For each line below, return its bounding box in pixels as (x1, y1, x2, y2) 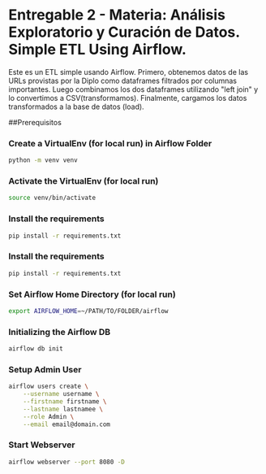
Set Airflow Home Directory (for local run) (8, 289, 176, 300)
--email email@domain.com (23, 420, 111, 428)
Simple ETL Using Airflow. (8, 41, 187, 59)
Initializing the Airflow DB (8, 326, 111, 337)
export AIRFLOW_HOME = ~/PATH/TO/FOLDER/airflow (8, 307, 169, 315)
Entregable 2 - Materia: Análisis (8, 6, 225, 24)
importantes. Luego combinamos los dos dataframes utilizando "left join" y (8, 84, 259, 94)
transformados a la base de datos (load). (8, 102, 144, 111)
